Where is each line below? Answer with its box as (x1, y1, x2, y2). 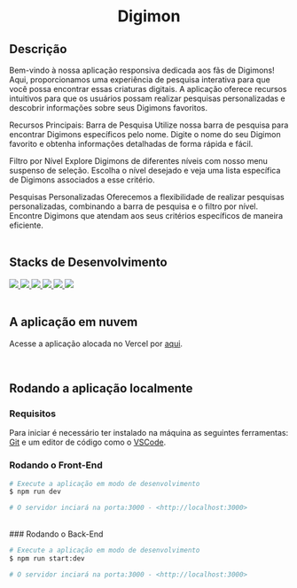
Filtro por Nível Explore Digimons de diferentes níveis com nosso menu (9, 156, 269, 166)
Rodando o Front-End (9, 459, 104, 471)
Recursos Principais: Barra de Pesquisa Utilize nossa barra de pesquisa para (9, 120, 289, 130)
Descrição (9, 42, 67, 57)
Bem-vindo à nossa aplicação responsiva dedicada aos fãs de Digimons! (9, 65, 275, 75)
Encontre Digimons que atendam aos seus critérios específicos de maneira (9, 211, 284, 220)
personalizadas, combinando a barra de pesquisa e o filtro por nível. (9, 201, 259, 212)
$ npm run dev (9, 487, 62, 497)
